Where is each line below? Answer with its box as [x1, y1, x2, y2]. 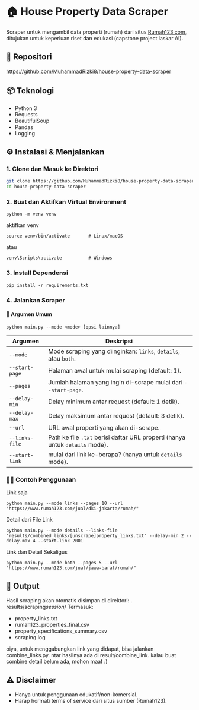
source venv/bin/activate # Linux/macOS [6, 233, 123, 239]
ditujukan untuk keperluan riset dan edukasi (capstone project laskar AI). [6, 34, 184, 42]
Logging [14, 130, 36, 137]
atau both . [48, 354, 76, 362]
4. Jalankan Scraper [6, 296, 65, 304]
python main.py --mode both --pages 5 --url [6, 560, 118, 566]
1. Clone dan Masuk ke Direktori [6, 165, 99, 173]
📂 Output [6, 581, 40, 591]
